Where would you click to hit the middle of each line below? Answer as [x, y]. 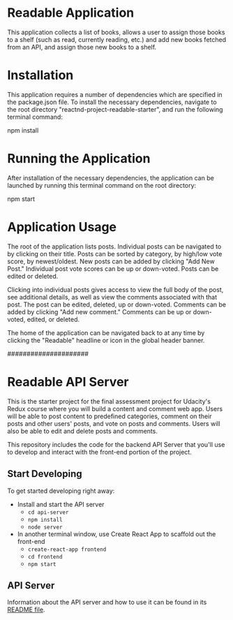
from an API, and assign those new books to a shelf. [82, 47]
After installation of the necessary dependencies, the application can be [111, 178]
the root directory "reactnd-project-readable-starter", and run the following [115, 109]
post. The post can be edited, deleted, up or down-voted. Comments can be [117, 304]
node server [45, 527]
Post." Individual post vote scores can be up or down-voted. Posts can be [113, 268]
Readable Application [71, 13]
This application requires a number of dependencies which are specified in [115, 94]
